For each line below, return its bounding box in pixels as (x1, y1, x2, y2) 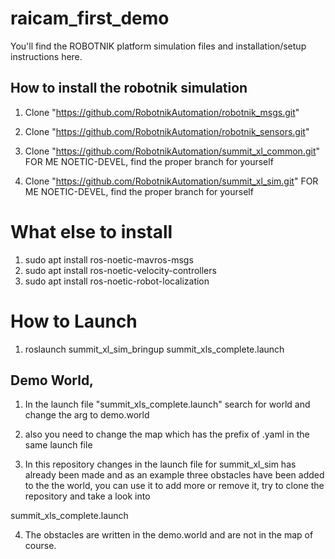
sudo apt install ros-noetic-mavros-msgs (24, 253, 194, 266)
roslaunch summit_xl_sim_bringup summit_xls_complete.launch (24, 343, 285, 355)
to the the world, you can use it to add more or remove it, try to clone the (24, 480, 325, 492)
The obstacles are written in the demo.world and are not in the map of (24, 529, 314, 541)
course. (24, 540, 57, 552)
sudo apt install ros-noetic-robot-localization (24, 275, 210, 287)
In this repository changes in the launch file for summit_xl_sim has (24, 458, 297, 471)
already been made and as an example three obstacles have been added (24, 469, 325, 481)
